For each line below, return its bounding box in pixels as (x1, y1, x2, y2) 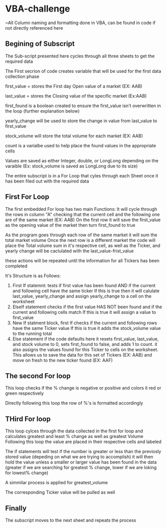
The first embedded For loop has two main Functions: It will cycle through (5, 206, 157, 212)
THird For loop (5, 414, 51, 423)
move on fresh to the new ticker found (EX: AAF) (12, 357, 113, 363)
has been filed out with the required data (5, 178, 89, 184)
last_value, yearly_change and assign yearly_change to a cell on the (12, 293, 152, 299)
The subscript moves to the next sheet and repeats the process (5, 517, 136, 523)
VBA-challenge (5, 3, 70, 15)
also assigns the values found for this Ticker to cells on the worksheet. (12, 346, 159, 353)
